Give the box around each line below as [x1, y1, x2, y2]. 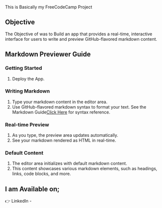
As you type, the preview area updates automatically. [12, 132, 118, 138]
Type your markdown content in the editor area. [12, 99, 108, 105]
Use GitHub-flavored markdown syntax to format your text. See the [12, 104, 146, 110]
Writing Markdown [5, 88, 50, 95]
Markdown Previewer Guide [5, 50, 91, 59]
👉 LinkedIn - [5, 198, 32, 204]
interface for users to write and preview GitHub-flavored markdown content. [5, 36, 158, 42]
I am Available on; [5, 185, 60, 193]
